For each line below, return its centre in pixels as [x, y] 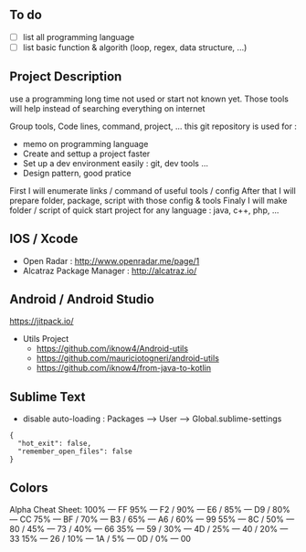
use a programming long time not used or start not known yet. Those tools [149, 99]
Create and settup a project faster [86, 154]
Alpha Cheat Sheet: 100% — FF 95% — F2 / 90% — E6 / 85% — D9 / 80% [150, 510]
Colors [29, 488]
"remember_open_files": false [75, 451]
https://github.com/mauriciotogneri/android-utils [127, 358]
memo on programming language [85, 143]
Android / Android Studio [82, 299]
